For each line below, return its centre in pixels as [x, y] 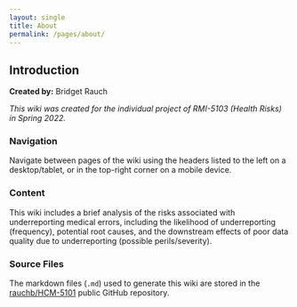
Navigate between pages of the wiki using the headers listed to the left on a [148, 160]
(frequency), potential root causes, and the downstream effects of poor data [149, 231]
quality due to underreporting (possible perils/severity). [111, 240]
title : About [33, 26]
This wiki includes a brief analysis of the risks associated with [122, 212]
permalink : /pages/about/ [57, 34]
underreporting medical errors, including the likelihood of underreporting [143, 222]
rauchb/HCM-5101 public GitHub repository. [89, 293]
